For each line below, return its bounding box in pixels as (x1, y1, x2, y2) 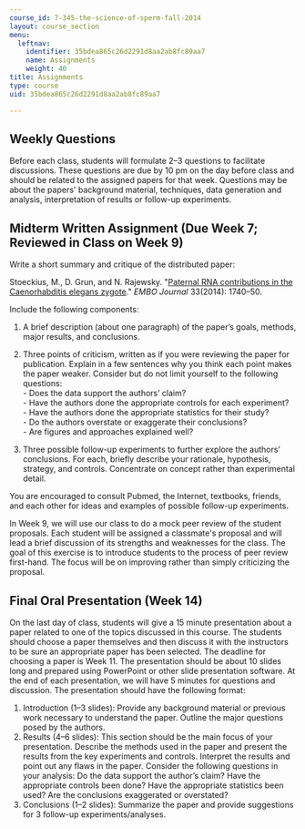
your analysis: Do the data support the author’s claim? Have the (22, 770, 261, 781)
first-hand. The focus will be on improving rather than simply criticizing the (9, 557, 290, 568)
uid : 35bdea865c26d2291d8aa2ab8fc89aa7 (9, 89, 161, 98)
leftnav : (17, 38, 51, 48)
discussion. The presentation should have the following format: (9, 684, 246, 695)
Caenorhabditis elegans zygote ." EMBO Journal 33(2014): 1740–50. (9, 286, 262, 297)
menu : (9, 30, 30, 39)
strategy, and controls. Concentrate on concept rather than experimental (22, 464, 296, 475)
